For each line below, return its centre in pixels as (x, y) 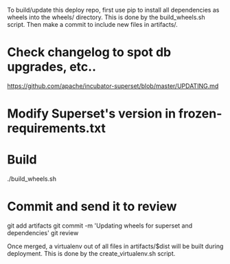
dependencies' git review (43, 233)
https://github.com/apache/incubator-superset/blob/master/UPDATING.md (113, 86)
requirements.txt (57, 128)
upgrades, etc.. (52, 67)
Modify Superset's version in (92, 114)
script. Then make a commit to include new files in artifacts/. (93, 24)
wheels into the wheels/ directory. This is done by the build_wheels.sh (106, 17)
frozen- (200, 114)
